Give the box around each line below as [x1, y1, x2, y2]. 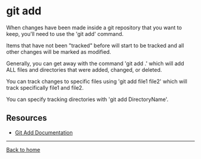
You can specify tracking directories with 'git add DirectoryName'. [6, 96, 169, 103]
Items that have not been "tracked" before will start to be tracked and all [6, 42, 184, 49]
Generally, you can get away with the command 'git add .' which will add [6, 60, 184, 67]
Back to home [6, 146, 41, 153]
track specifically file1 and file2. [6, 84, 84, 91]
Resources [6, 113, 47, 123]
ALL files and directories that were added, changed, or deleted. [6, 66, 163, 73]
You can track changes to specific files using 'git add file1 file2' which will [6, 78, 187, 85]
